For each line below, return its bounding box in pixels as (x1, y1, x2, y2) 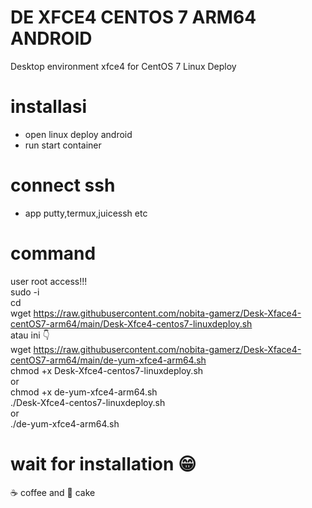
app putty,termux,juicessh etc (24, 207, 148, 219)
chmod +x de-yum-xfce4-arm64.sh (10, 386, 158, 398)
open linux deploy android (24, 128, 133, 140)
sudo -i (10, 286, 40, 298)
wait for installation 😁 (10, 452, 197, 475)
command (10, 242, 97, 265)
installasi (10, 96, 88, 118)
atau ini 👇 (10, 329, 50, 341)
